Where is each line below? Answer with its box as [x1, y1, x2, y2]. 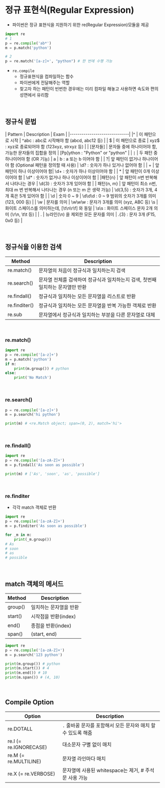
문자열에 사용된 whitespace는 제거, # [62, 767, 144, 774]
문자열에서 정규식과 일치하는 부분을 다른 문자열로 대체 [38, 311, 156, 318]
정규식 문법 [5, 117, 37, 126]
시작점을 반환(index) [31, 613, 76, 620]
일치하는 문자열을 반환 [31, 604, 79, 611]
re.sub [7, 311, 23, 318]
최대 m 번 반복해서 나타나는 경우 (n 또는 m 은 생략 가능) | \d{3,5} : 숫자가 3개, [5, 187, 154, 193]
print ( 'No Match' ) [14, 375, 52, 380]
